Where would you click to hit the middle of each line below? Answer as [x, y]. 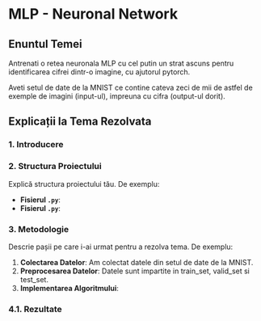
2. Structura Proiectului [55, 167]
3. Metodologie [39, 229]
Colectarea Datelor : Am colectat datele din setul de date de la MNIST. [137, 262]
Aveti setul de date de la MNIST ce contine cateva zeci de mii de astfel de [130, 87]
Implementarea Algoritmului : [69, 288]
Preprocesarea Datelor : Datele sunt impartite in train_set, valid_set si [135, 271]
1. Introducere [36, 145]
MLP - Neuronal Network [93, 14]
